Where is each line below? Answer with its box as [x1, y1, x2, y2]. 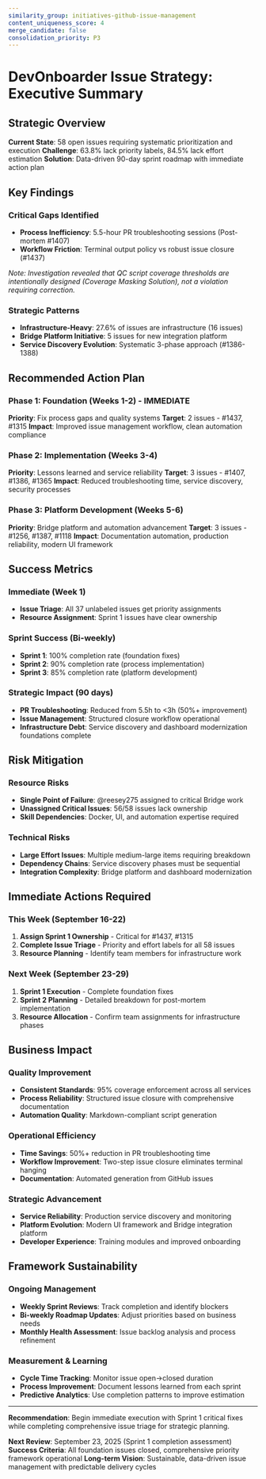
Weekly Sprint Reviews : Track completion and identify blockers [19, 1301, 229, 1311]
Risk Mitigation [8, 753, 84, 767]
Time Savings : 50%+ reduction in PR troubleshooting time [19, 1148, 211, 1157]
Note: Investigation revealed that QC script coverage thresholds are [8, 268, 230, 278]
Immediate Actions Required [8, 890, 152, 903]
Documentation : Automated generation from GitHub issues [19, 1173, 214, 1183]
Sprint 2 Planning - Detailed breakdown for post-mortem [19, 995, 206, 1004]
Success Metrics [8, 562, 93, 576]
